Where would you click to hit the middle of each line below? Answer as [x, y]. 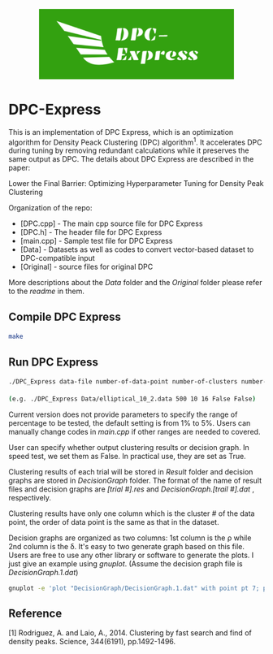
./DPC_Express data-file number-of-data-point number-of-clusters [123, 381]
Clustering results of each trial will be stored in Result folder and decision [131, 471]
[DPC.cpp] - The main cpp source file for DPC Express [111, 223]
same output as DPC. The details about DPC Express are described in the [131, 159]
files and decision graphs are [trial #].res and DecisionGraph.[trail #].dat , [131, 489]
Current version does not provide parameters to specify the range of [123, 414]
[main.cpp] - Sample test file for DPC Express [96, 241]
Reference [35, 613]
